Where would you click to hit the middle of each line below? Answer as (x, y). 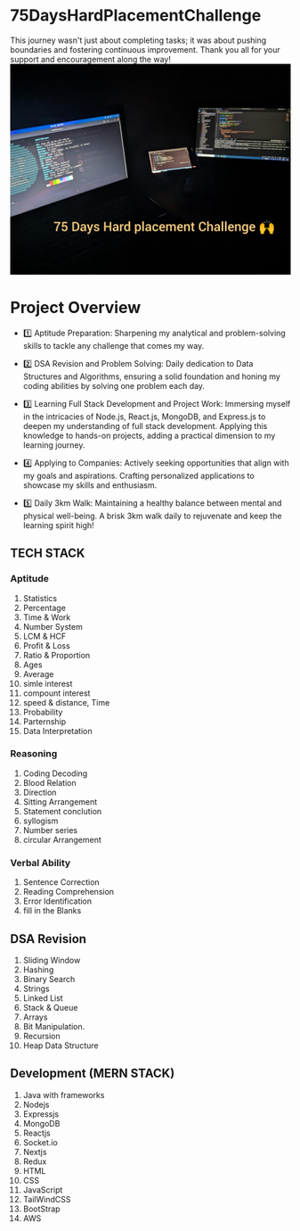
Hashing (38, 970)
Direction (40, 792)
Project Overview (76, 308)
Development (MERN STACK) (93, 1074)
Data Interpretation (57, 731)
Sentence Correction (61, 882)
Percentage (44, 607)
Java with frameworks (64, 1095)
